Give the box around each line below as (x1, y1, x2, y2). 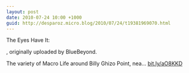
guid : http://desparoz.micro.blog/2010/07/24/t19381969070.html (6, 20, 171, 26)
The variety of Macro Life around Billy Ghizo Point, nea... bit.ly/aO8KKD (6, 60, 183, 67)
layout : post (6, 8, 39, 15)
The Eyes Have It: (6, 37, 50, 44)
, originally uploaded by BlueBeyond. (6, 48, 98, 56)
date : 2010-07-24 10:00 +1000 (6, 14, 82, 21)
